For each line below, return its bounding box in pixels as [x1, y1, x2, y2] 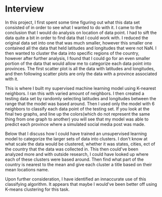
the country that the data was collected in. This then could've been [5, 146, 139, 152]
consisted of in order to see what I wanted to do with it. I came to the [5, 24, 142, 30]
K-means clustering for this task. [5, 186, 70, 192]
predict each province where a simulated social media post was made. [5, 121, 146, 127]
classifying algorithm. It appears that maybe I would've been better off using [5, 181, 157, 187]
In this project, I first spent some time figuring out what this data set [5, 19, 140, 25]
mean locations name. [5, 167, 49, 172]
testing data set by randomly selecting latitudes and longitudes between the [5, 95, 156, 101]
